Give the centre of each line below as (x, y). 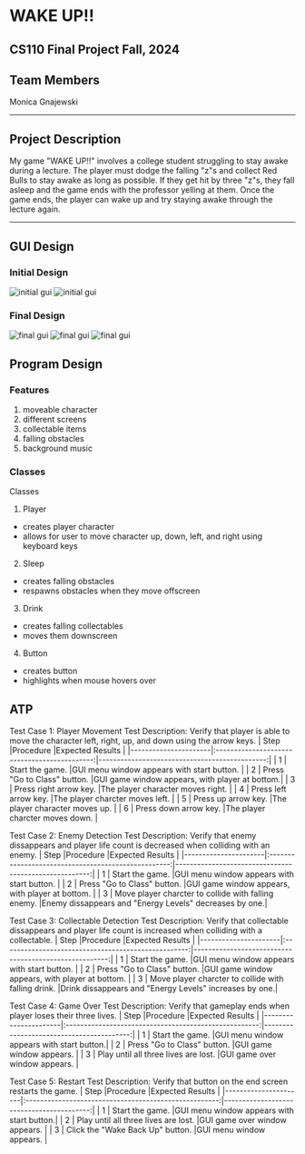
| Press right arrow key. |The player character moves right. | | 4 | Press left (148, 789)
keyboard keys (50, 546)
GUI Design (42, 246)
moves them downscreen (70, 636)
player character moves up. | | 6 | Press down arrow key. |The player (138, 808)
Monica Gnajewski (44, 102)
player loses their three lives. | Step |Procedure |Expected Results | (135, 1015)
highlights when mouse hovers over (89, 681)
